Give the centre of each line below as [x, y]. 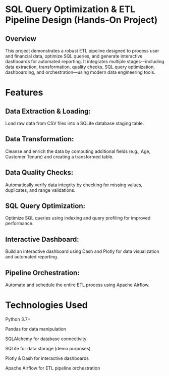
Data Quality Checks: [39, 173]
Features [24, 93]
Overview [21, 39]
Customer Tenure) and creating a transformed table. [60, 156]
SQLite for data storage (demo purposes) [48, 348]
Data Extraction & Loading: [48, 111]
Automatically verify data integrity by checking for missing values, [74, 185]
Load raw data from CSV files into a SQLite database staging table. [75, 123]
